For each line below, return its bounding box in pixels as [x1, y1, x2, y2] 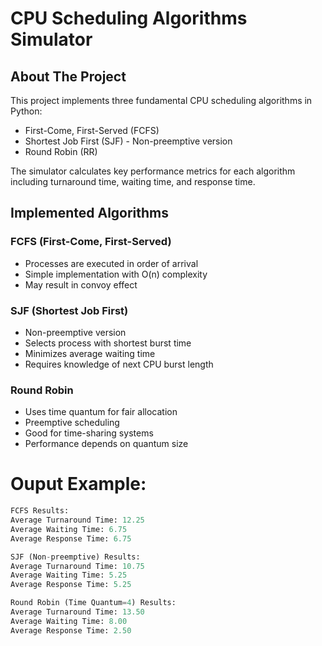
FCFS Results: [10, 506, 70, 516]
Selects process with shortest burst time [24, 337, 192, 349]
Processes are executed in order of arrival [24, 257, 199, 269]
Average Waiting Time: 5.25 [10, 570, 128, 581]
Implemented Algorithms [10, 205, 170, 222]
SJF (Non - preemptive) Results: [10, 552, 141, 562]
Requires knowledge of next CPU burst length [24, 358, 214, 370]
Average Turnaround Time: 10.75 [10, 561, 145, 571]
